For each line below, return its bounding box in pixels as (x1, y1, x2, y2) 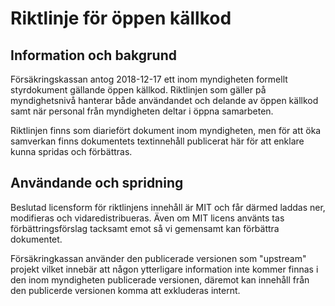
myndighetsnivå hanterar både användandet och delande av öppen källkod (10, 95, 319, 106)
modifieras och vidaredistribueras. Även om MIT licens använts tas (10, 212, 285, 224)
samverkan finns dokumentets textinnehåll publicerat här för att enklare (10, 135, 305, 147)
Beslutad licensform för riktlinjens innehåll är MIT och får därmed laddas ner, (10, 201, 326, 213)
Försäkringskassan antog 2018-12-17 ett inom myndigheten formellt (10, 73, 288, 85)
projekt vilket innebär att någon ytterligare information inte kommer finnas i (10, 263, 319, 275)
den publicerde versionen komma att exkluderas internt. (10, 284, 241, 296)
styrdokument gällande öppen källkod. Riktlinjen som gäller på (10, 84, 267, 96)
